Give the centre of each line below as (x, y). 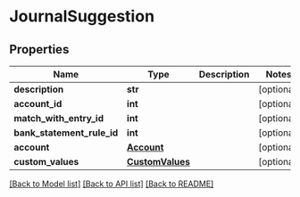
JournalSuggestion (82, 16)
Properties (39, 49)
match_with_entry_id (59, 118)
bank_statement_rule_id (66, 133)
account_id (38, 104)
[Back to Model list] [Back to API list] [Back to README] (112, 184)
